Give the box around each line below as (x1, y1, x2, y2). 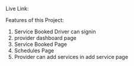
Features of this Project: (5, 17, 64, 23)
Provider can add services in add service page (14, 54, 129, 60)
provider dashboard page (14, 34, 76, 41)
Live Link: (5, 5, 29, 12)
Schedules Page (14, 47, 55, 54)
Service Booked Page (14, 41, 68, 48)
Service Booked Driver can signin (14, 28, 96, 35)
